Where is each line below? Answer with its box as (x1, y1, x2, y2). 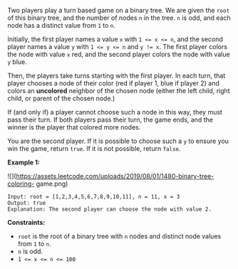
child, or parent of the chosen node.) (7, 94, 115, 102)
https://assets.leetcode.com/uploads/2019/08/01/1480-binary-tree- (16, 172, 214, 180)
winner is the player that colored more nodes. (7, 123, 141, 131)
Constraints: (7, 218, 46, 226)
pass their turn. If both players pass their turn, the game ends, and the (7, 115, 214, 124)
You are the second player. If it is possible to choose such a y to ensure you (7, 137, 229, 145)
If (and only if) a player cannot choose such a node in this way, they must (7, 108, 223, 116)
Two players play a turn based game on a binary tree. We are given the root (7, 6, 230, 14)
